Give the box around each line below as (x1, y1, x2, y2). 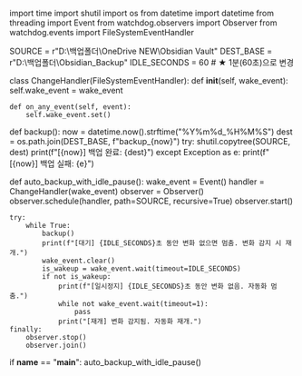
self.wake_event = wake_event (9, 85, 123, 95)
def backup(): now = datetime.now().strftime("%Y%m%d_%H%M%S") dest (9, 126, 293, 137)
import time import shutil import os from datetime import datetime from (9, 8, 275, 18)
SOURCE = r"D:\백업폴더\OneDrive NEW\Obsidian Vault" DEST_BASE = (9, 45, 273, 56)
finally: (9, 325, 43, 334)
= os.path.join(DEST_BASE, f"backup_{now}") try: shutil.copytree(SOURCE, (9, 136, 291, 146)
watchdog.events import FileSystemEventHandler (9, 27, 195, 37)
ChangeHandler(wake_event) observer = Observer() (9, 186, 204, 196)
